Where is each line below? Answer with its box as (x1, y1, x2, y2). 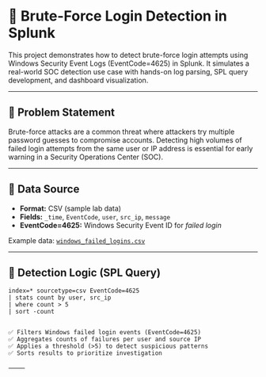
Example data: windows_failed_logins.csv (8, 235, 146, 245)
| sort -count (8, 308, 55, 316)
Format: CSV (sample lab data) (19, 204, 121, 213)
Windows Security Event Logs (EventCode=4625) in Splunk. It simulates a (8, 59, 249, 68)
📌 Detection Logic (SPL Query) (8, 265, 161, 280)
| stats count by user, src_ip (8, 294, 112, 302)
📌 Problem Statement (8, 106, 116, 120)
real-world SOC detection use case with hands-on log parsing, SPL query (8, 67, 248, 76)
